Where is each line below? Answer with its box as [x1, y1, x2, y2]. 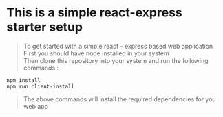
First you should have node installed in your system [23, 49, 169, 57]
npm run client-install [6, 83, 75, 90]
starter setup [6, 19, 83, 35]
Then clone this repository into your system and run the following [23, 56, 209, 64]
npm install [6, 77, 41, 83]
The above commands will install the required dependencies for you [23, 94, 216, 103]
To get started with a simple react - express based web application [23, 42, 213, 50]
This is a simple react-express [6, 5, 183, 21]
